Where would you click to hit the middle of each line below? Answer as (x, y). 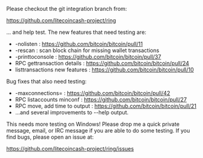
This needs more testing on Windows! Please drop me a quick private (93, 124)
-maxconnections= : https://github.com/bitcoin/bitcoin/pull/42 (93, 93)
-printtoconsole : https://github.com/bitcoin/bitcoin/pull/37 (88, 57)
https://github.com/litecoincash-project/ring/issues (70, 149)
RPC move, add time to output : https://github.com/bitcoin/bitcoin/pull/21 (106, 106)
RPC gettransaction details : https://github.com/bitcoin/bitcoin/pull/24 (102, 63)
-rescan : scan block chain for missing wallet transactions (87, 50)
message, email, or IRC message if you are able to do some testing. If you (98, 130)
